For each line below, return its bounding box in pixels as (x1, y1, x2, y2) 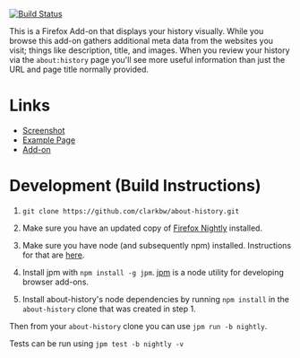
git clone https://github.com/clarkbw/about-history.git (21, 206, 240, 215)
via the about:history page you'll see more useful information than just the (9, 55, 286, 65)
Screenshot (21, 125, 65, 135)
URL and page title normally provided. (9, 64, 150, 74)
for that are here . (21, 249, 85, 260)
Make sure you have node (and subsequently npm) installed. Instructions (21, 240, 292, 250)
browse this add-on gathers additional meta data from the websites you (9, 36, 274, 46)
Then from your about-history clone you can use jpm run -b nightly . (9, 320, 268, 331)
